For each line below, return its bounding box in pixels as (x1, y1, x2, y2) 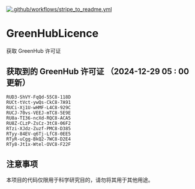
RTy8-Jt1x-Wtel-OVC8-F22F (6, 141, 71, 147)
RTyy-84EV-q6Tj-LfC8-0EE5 (6, 131, 71, 137)
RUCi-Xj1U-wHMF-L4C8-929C (6, 104, 71, 110)
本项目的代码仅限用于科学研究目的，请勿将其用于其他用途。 (6, 176, 154, 183)
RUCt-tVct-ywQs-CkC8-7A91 (6, 99, 71, 105)
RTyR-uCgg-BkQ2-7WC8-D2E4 (6, 136, 71, 142)
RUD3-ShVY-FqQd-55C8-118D (6, 94, 71, 100)
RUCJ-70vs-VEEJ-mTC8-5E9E (6, 110, 71, 116)
